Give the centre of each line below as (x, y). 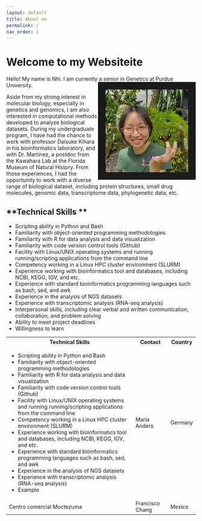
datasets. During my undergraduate (50, 129)
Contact (151, 342)
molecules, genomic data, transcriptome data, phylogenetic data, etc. (92, 193)
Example (29, 490)
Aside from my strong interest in (46, 97)
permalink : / (23, 25)
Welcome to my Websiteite (75, 62)
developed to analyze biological (46, 123)
